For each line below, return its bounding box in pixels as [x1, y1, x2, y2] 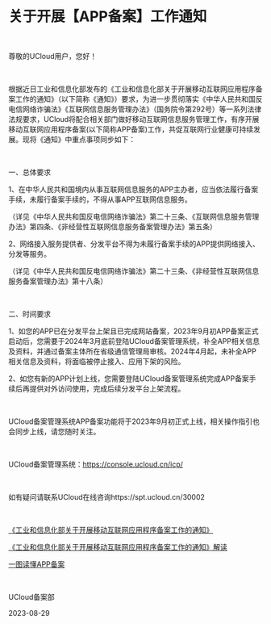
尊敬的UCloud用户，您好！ [8, 51, 98, 61]
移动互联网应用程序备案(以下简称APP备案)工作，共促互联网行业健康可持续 [8, 124, 254, 134]
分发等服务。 [8, 249, 51, 258]
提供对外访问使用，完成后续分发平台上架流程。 [29, 383, 186, 393]
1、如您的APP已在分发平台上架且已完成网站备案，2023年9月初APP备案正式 [8, 326, 260, 336]
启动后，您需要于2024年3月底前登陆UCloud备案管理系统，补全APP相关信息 [8, 336, 261, 346]
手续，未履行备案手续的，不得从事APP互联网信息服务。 [8, 195, 192, 204]
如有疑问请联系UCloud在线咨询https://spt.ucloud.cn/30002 [8, 492, 206, 501]
